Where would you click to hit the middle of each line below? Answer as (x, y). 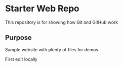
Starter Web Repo (42, 9)
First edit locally (21, 59)
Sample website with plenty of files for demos (52, 49)
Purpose (19, 38)
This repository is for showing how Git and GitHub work (61, 22)
